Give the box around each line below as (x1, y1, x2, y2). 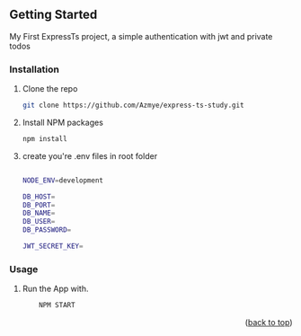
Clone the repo (22, 84, 78, 94)
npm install (22, 134, 67, 143)
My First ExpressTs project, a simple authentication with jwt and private (9, 31, 273, 41)
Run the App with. (22, 283, 89, 295)
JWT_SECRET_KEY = (22, 242, 84, 251)
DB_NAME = (22, 208, 56, 218)
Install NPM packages (22, 117, 103, 128)
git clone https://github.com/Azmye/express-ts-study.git (22, 101, 244, 111)
